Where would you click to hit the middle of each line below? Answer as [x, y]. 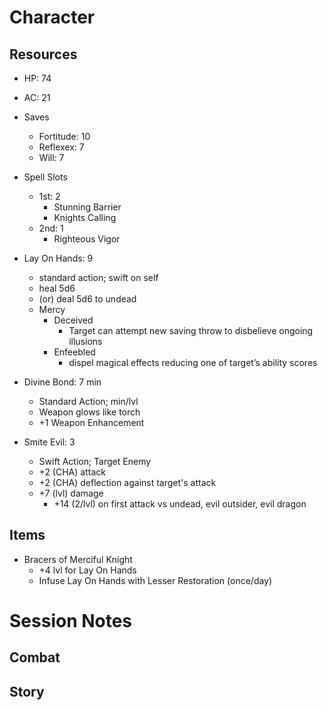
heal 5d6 [57, 288]
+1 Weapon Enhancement [91, 422]
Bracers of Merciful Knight [78, 559]
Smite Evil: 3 [49, 442]
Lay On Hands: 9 [58, 258]
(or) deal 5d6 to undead [87, 299]
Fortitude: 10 [64, 136]
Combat [35, 657]
